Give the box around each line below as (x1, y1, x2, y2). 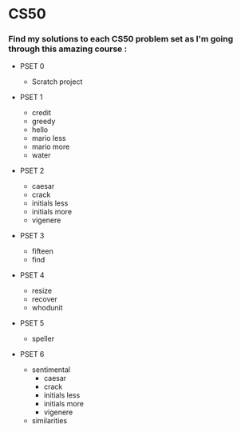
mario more (31, 142, 70, 152)
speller (31, 334, 54, 344)
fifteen (31, 246, 53, 256)
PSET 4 (19, 270, 45, 280)
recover (31, 294, 57, 304)
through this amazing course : (8, 43, 128, 54)
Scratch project (31, 77, 83, 86)
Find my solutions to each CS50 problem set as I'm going (8, 34, 234, 45)
